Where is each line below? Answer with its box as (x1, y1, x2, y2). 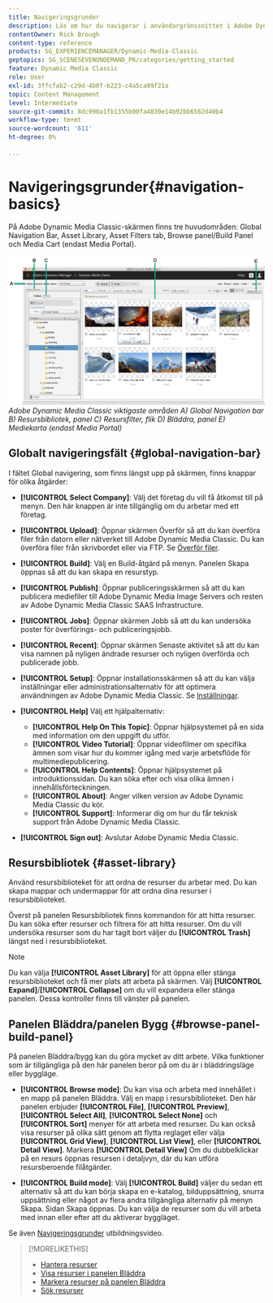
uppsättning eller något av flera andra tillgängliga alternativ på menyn (19, 1195, 253, 1206)
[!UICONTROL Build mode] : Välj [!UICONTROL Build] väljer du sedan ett (19, 1178, 262, 1188)
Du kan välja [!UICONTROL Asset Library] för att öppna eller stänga (8, 968, 236, 978)
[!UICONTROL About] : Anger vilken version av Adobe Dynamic (32, 790, 244, 800)
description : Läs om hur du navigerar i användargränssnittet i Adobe (8, 21, 253, 30)
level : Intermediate (8, 98, 79, 107)
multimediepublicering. (32, 756, 110, 766)
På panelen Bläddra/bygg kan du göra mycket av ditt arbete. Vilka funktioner (8, 1052, 265, 1062)
